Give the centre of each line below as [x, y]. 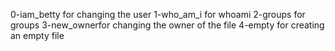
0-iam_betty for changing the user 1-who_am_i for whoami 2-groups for [158, 14]
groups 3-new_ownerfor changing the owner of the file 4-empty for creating [167, 25]
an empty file [37, 35]
